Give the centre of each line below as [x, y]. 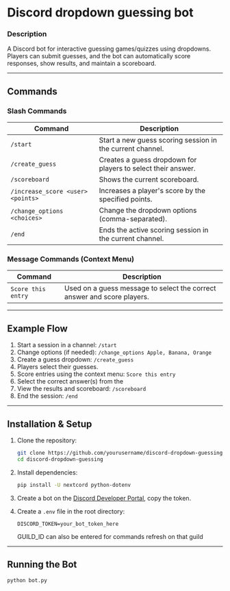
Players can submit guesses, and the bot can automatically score [99, 56]
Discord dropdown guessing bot [100, 13]
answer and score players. [106, 297]
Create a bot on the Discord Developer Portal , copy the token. [104, 498]
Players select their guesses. [57, 367]
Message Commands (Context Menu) [71, 260]
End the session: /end [47, 396]
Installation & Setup [50, 424]
